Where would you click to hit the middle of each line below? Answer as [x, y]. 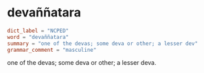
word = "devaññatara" [38, 37]
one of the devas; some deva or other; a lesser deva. [82, 63]
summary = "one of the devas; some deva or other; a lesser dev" [102, 43]
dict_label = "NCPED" [38, 31]
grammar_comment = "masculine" [52, 50]
